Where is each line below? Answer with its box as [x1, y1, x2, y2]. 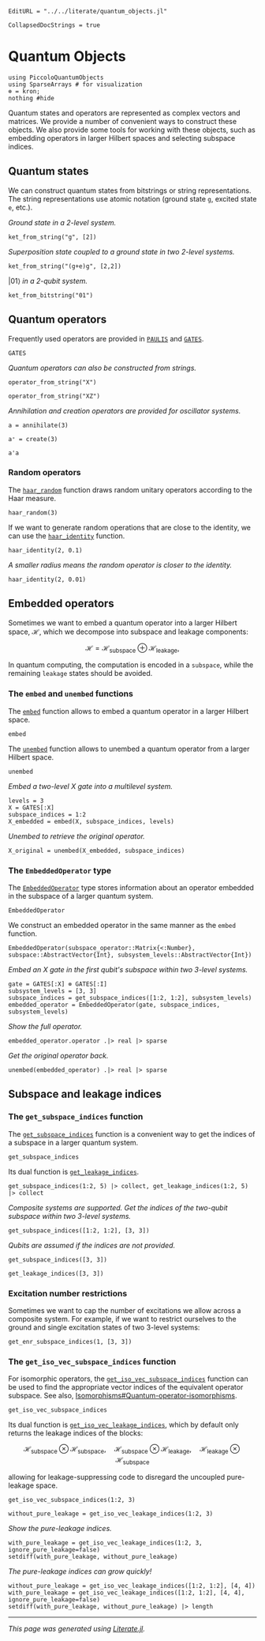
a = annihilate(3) [8, 421, 69, 429]
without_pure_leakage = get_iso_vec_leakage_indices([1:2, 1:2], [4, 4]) [8, 1582, 256, 1590]
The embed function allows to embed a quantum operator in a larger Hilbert [8, 706, 249, 715]
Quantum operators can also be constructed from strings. [8, 363, 197, 372]
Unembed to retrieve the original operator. [8, 831, 146, 841]
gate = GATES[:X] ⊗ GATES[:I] [8, 980, 108, 988]
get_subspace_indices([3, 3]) [8, 1255, 108, 1264]
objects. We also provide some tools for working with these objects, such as [8, 125, 256, 134]
